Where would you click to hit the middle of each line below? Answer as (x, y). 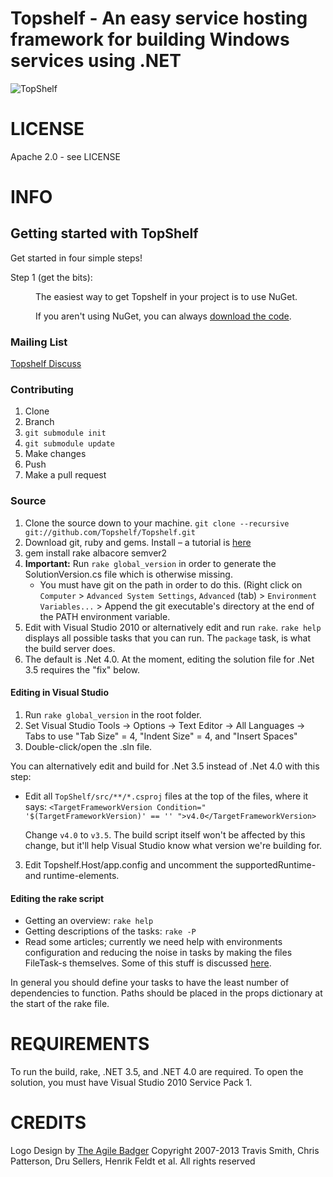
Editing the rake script (57, 898)
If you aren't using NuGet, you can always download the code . (163, 316)
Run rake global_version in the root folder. (113, 714)
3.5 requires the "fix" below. (82, 669)
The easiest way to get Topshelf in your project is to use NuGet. (166, 296)
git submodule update (69, 444)
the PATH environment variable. (105, 616)
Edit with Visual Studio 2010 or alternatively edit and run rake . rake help (173, 627)
